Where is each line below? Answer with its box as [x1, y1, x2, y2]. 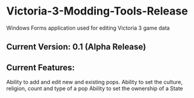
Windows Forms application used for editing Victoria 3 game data [6, 24, 170, 31]
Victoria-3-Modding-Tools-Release [6, 4, 188, 18]
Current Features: [6, 62, 75, 73]
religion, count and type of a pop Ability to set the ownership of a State [6, 85, 184, 92]
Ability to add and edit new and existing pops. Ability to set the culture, [6, 79, 183, 86]
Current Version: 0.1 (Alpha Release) [6, 42, 147, 52]
